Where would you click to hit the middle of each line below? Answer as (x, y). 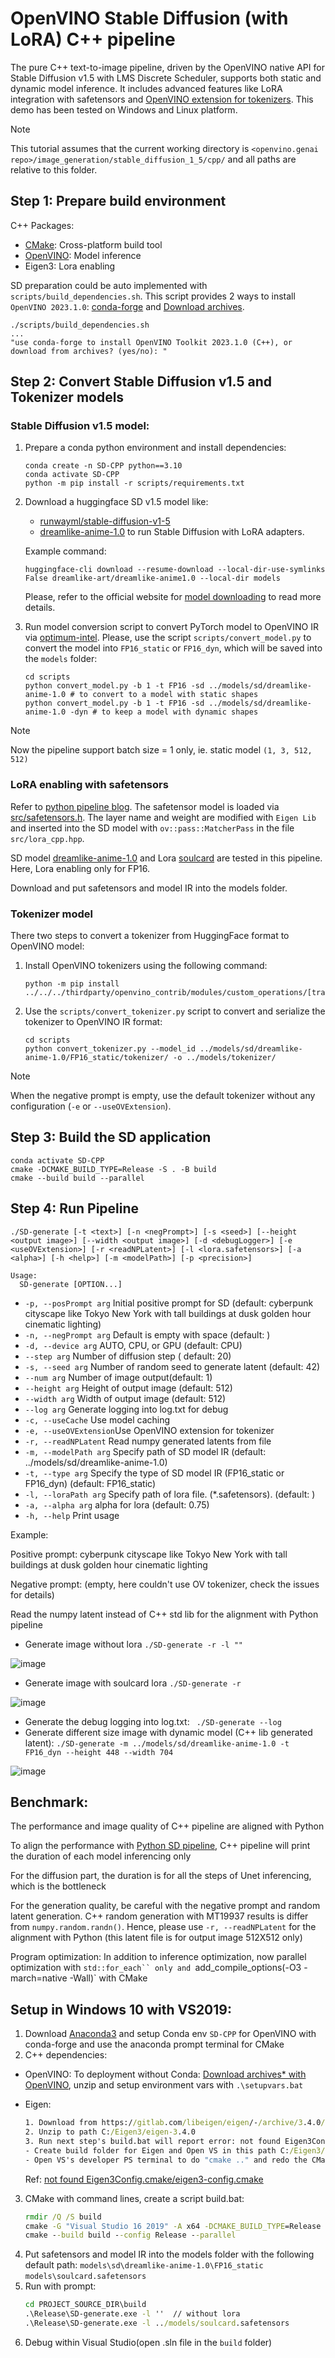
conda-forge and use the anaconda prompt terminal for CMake (154, 2044)
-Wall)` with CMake (108, 1978)
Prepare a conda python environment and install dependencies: (155, 448)
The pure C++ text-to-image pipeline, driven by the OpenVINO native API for (167, 67)
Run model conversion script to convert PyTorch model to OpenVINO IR (171, 627)
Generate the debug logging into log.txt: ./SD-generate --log (153, 1721)
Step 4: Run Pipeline (75, 1208)
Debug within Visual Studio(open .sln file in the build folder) (148, 2342)
